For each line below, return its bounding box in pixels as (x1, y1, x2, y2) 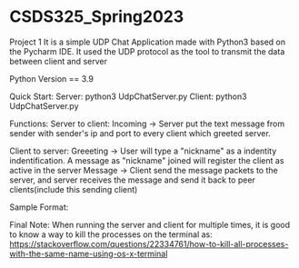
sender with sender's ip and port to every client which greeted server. (9, 127, 271, 138)
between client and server (9, 55, 107, 66)
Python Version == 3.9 (9, 73, 94, 84)
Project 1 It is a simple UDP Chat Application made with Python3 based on (9, 36, 286, 47)
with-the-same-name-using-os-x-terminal (9, 248, 168, 259)
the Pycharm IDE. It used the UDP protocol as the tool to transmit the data (9, 45, 285, 56)
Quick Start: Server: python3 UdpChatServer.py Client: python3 (9, 91, 247, 102)
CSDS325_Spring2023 (9, 6, 184, 27)
